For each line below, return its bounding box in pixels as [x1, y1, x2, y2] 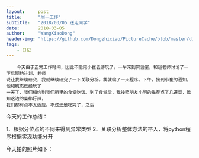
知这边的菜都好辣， [6, 96, 46, 101]
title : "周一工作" [6, 14, 61, 20]
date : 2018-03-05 [6, 25, 65, 31]
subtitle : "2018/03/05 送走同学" [6, 19, 91, 25]
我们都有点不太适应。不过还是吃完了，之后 [6, 101, 95, 108]
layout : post [6, 8, 49, 15]
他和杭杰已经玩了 [6, 83, 42, 89]
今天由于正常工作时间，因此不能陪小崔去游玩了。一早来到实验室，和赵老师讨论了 [17, 64, 185, 70]
